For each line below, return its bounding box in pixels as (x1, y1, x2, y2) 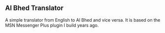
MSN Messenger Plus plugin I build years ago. (5, 22, 99, 28)
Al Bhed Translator (5, 4, 64, 12)
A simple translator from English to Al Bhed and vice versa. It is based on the (5, 17, 161, 23)
